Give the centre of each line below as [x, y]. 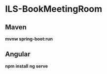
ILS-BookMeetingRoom [54, 9]
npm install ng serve [27, 66]
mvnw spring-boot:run [29, 39]
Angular [18, 54]
